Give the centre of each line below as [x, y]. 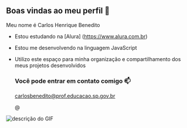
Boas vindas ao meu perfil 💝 [58, 11]
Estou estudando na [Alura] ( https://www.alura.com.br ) [81, 36]
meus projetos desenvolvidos [50, 65]
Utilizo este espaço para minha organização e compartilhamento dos [98, 59]
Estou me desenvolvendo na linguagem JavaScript [76, 48]
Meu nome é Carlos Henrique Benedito [53, 25]
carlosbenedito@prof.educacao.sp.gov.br [65, 96]
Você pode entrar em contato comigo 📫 [72, 81]
